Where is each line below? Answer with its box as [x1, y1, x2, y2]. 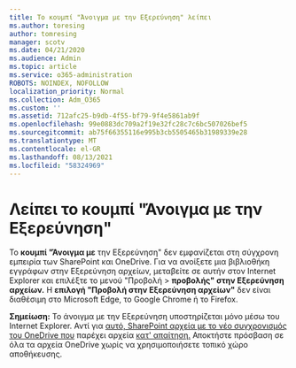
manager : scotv [9, 37, 66, 47]
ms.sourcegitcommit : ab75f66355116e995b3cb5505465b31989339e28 [9, 128, 248, 137]
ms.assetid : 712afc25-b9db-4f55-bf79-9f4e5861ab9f [9, 111, 200, 120]
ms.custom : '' [9, 103, 62, 112]
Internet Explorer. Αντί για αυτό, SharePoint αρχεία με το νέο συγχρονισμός [9, 320, 288, 332]
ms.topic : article [9, 63, 77, 72]
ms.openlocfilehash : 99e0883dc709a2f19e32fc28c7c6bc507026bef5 [9, 120, 248, 129]
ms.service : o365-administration [9, 71, 133, 80]
